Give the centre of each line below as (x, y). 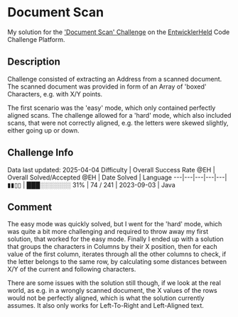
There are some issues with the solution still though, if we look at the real (114, 283)
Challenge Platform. (36, 39)
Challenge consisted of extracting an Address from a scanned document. (115, 79)
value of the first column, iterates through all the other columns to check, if (117, 254)
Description (34, 62)
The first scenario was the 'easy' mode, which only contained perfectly (112, 108)
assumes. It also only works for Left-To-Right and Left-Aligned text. (106, 306)
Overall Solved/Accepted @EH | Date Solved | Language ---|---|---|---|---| (117, 177)
